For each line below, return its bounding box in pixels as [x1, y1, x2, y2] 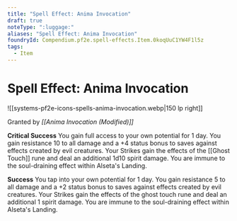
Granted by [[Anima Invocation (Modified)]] [7, 118, 134, 126]
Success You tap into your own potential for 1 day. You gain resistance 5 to [7, 175, 226, 183]
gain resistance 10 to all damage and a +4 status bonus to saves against [7, 139, 217, 147]
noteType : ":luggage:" [7, 23, 74, 30]
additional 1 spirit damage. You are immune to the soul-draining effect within [7, 198, 230, 206]
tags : [7, 43, 23, 50]
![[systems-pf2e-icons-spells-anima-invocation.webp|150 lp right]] [7, 103, 203, 112]
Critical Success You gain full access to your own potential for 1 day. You [7, 131, 221, 140]
